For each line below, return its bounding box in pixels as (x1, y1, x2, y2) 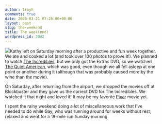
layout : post (5, 20, 32, 26)
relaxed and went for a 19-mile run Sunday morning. (5, 113, 109, 119)
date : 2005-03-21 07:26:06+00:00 (5, 16, 73, 21)
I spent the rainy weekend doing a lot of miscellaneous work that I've (5, 103, 143, 109)
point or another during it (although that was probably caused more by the (5, 69, 154, 74)
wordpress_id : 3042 (5, 35, 45, 39)
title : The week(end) (5, 30, 49, 35)
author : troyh (5, 7, 34, 12)
